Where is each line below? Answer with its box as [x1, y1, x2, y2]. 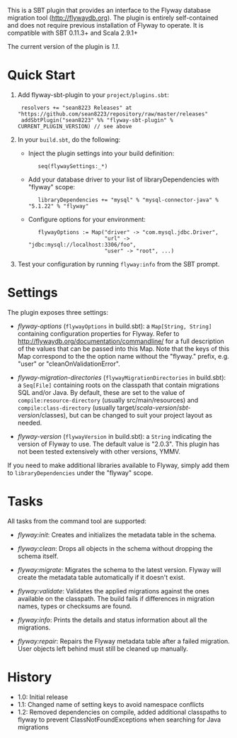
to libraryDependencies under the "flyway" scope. [7, 468, 154, 477]
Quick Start [7, 67, 76, 84]
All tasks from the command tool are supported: [7, 517, 147, 525]
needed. [17, 418, 42, 427]
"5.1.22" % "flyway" [28, 202, 89, 210]
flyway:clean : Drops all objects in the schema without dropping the [17, 544, 214, 552]
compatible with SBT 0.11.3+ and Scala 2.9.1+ [7, 28, 138, 37]
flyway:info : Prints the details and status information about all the [17, 615, 207, 624]
